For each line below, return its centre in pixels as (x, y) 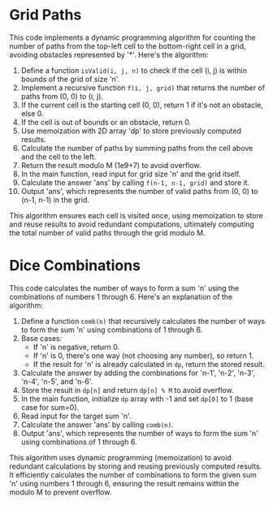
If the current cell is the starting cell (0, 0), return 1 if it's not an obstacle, (142, 105)
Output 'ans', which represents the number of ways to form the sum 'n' (140, 433)
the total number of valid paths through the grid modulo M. (107, 232)
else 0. (32, 113)
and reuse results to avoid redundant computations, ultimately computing (132, 224)
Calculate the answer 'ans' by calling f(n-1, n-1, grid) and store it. (135, 182)
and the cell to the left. (58, 157)
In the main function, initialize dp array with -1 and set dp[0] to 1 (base (137, 399)
